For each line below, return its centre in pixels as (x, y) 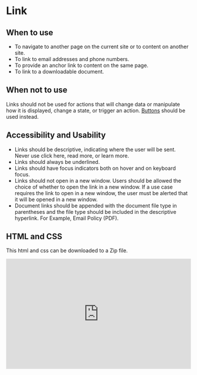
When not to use (37, 90)
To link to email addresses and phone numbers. (72, 59)
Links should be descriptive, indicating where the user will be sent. (95, 149)
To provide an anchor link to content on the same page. (81, 65)
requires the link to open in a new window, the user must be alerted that (101, 193)
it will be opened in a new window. (56, 199)
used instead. (23, 116)
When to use (30, 33)
